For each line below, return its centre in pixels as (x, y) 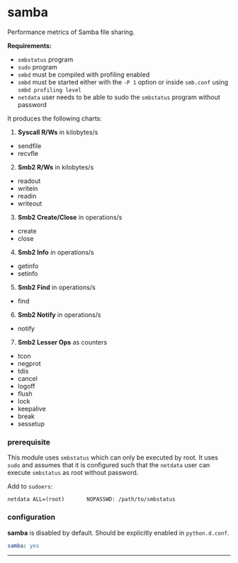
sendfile (29, 145)
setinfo (28, 273)
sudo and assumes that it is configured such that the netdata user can (109, 465)
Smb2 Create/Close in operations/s (70, 217)
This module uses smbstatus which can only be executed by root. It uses (113, 457)
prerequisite (29, 442)
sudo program (38, 67)
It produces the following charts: (55, 118)
